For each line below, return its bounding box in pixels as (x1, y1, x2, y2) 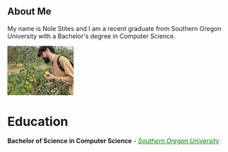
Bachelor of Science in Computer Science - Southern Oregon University (7, 137, 220, 145)
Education (7, 113, 68, 129)
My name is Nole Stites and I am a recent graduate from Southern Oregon (7, 24, 222, 32)
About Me (7, 6, 52, 18)
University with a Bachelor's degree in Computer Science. (7, 32, 176, 40)
